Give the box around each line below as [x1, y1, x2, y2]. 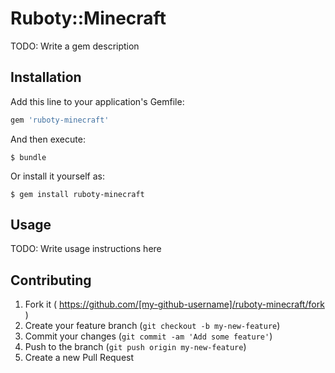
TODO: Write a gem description [10, 40, 140, 52]
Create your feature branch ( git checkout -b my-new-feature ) [24, 320, 281, 332]
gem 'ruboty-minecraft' [10, 115, 110, 125]
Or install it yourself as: [10, 170, 105, 182]
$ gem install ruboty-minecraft [10, 189, 145, 199]
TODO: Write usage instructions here [10, 243, 162, 255]
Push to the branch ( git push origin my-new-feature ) [24, 341, 247, 353]
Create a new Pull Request [24, 352, 135, 364]
